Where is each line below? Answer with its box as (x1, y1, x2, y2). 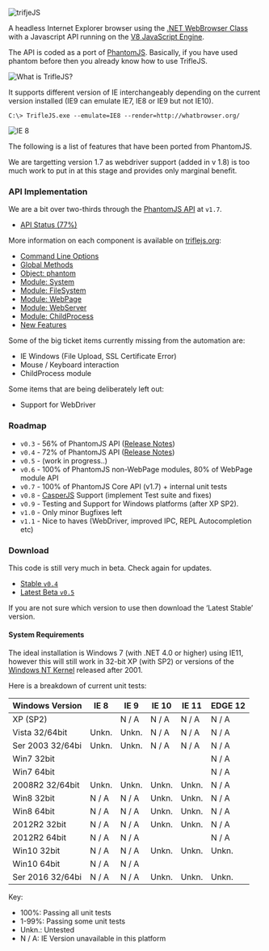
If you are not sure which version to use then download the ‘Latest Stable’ (8, 602, 254, 612)
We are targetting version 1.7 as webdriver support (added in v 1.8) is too (8, 158, 250, 167)
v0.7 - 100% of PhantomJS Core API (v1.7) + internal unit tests (19, 481, 228, 491)
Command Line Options (19, 251, 99, 261)
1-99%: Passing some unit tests (19, 916, 126, 926)
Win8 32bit (12, 792, 55, 804)
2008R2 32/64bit (12, 780, 80, 791)
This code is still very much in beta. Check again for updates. (8, 563, 212, 573)
